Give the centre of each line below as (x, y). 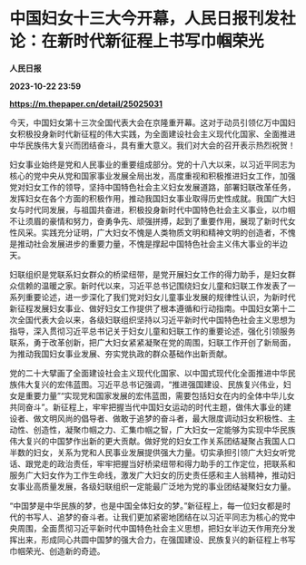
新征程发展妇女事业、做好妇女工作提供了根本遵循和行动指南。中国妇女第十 (148, 308)
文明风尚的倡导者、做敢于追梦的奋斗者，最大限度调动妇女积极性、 (164, 418)
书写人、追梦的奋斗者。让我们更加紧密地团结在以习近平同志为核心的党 (156, 517)
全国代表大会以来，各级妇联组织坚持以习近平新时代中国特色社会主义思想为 (156, 319)
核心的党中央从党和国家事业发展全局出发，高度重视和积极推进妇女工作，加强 (153, 175)
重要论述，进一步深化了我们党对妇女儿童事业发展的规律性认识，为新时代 (160, 297)
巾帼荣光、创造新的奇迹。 (57, 550)
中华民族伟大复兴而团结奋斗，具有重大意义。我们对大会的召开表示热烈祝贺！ (153, 145)
